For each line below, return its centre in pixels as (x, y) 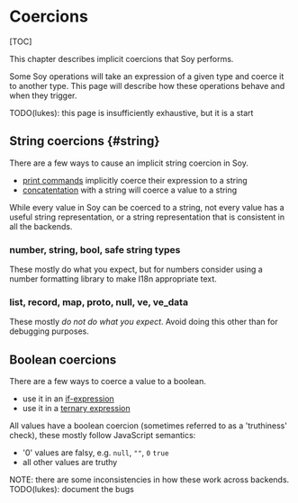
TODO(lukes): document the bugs (72, 490)
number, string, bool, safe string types (95, 249)
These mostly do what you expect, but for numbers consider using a (136, 269)
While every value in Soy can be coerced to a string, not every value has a (147, 207)
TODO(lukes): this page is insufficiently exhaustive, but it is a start (131, 112)
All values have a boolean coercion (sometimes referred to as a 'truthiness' (149, 426)
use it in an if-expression (68, 399)
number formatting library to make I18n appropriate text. (113, 279)
